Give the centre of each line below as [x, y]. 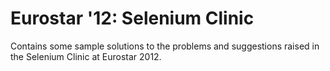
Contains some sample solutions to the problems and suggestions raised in [165, 46]
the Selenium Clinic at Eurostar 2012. [86, 56]
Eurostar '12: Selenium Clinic [132, 18]
